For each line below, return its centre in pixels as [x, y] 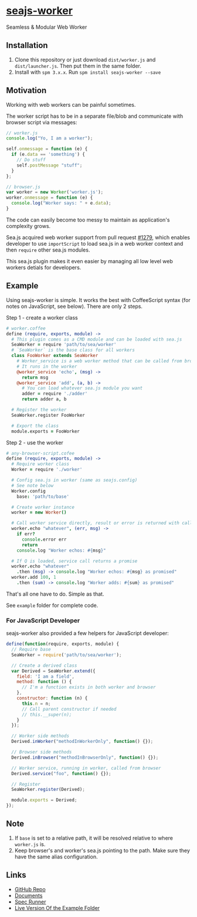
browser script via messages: [42, 122]
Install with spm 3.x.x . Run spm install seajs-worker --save [88, 72]
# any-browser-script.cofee [40, 453]
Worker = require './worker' [47, 470]
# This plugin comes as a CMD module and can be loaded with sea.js [97, 339]
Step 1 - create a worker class [42, 317]
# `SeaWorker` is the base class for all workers [73, 350]
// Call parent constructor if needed [69, 709]
